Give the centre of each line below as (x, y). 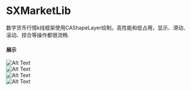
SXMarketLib (39, 11)
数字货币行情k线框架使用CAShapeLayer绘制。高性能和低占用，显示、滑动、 (97, 27)
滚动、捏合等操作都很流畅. (38, 35)
